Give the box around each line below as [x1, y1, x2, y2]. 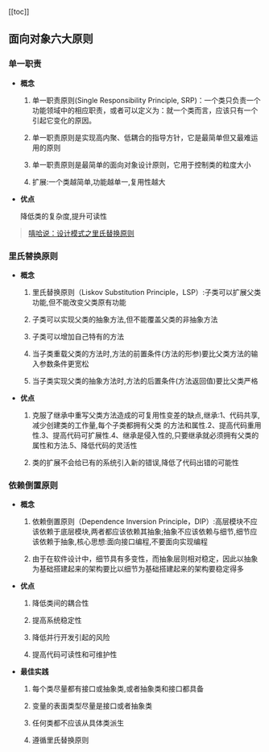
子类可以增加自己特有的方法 [31, 331, 125, 341]
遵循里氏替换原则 [31, 735, 89, 745]
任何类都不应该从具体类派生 [31, 718, 125, 728]
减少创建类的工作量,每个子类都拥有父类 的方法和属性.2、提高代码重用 [31, 420, 262, 430]
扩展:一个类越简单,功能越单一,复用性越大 [31, 177, 166, 186]
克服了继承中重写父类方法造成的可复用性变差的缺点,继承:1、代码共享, [31, 410, 260, 420]
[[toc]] [8, 7, 30, 16]
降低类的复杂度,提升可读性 [19, 211, 107, 221]
